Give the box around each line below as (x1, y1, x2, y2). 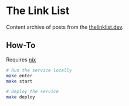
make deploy (6, 94, 35, 100)
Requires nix (6, 56, 36, 63)
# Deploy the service (6, 89, 59, 95)
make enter (6, 73, 33, 78)
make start (6, 78, 33, 84)
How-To (6, 40, 36, 50)
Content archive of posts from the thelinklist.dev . (6, 23, 124, 30)
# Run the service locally (6, 67, 72, 73)
